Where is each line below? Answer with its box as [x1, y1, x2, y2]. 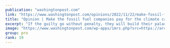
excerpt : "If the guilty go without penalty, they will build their [5, 21, 153, 26]
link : [5, 12, 17, 17]
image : [5, 26, 19, 31]
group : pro [5, 30, 28, 35]
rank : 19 [5, 35, 24, 40]
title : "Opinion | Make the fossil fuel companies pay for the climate [5, 16, 159, 21]
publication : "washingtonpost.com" [5, 7, 80, 12]
